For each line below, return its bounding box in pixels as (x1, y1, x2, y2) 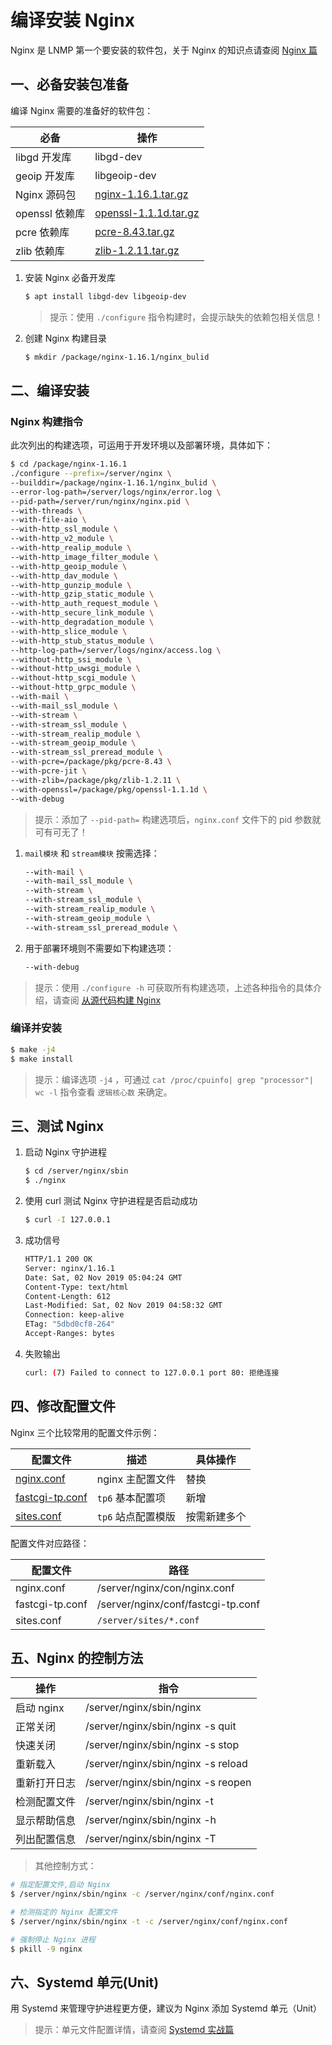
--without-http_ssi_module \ (10, 654, 132, 665)
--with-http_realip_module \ (10, 543, 132, 553)
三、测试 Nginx (10, 1118, 105, 1135)
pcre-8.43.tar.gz (94, 224, 175, 238)
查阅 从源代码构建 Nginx (61, 994, 162, 1006)
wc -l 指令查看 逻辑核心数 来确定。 (34, 1086, 173, 1098)
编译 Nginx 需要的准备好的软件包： (10, 104, 154, 116)
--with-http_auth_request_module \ (10, 599, 159, 609)
